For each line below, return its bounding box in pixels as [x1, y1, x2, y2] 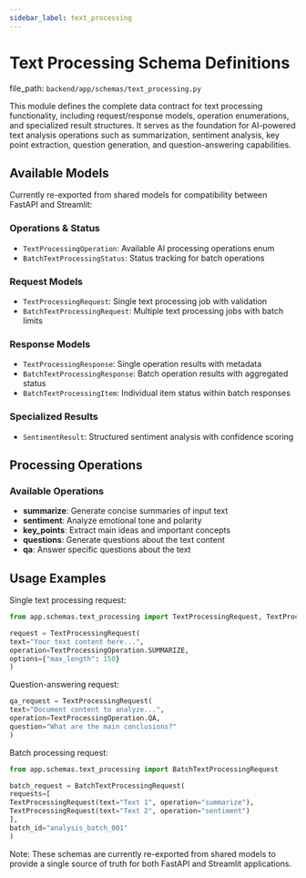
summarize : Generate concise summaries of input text [22, 505, 229, 516]
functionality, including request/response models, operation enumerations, [9, 110, 290, 121]
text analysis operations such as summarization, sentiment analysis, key [9, 129, 280, 140]
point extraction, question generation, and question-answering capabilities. [9, 138, 291, 150]
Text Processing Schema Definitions [9, 52, 291, 73]
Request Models [9, 275, 84, 288]
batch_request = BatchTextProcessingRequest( [9, 781, 185, 791]
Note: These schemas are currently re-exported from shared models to [9, 848, 276, 859]
